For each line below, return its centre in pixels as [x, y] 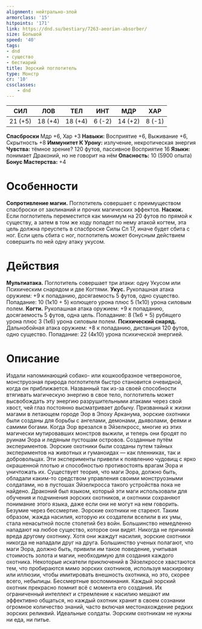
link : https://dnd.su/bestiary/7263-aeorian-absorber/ [77, 29]
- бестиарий [21, 62]
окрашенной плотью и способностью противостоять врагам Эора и [95, 465]
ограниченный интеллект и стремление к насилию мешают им [88, 594]
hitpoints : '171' [28, 23]
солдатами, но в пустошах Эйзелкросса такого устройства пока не [93, 484]
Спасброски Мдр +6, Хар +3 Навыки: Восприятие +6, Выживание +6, [97, 136]
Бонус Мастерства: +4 [36, 161]
